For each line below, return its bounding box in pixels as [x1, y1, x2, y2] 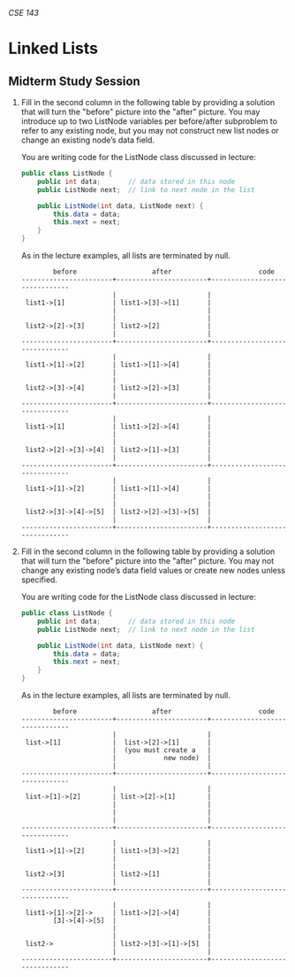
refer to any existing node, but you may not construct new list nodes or [20, 126, 279, 135]
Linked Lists [8, 39, 99, 58]
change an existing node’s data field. [20, 135, 155, 145]
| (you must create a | [112, 746, 212, 755]
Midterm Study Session [8, 73, 140, 88]
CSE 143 [8, 8, 39, 18]
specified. [20, 574, 58, 585]
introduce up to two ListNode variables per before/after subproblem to [20, 116, 277, 127]
